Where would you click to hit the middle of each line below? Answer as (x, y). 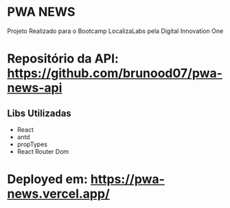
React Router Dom (43, 151)
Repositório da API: (63, 59)
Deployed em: (47, 180)
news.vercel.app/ (58, 194)
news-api (35, 88)
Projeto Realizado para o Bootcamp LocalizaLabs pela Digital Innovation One (115, 31)
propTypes (32, 144)
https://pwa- (127, 180)
